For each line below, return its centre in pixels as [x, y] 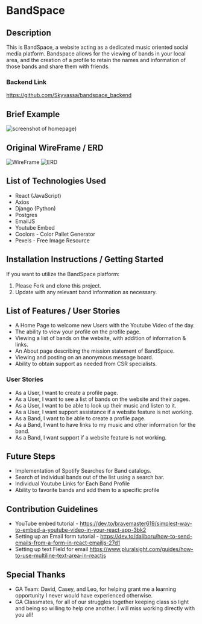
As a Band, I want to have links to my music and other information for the [105, 424]
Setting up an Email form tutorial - [57, 537]
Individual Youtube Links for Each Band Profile [72, 484]
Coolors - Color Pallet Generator [55, 234]
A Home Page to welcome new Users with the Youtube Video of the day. [105, 326]
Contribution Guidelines [52, 509]
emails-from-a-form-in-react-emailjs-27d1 [68, 543]
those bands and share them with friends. [58, 66]
